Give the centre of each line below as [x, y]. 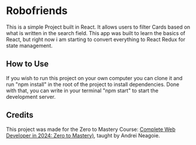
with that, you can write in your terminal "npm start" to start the [82, 90]
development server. [31, 96]
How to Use [27, 64]
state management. [29, 46]
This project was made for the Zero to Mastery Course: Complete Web [91, 129]
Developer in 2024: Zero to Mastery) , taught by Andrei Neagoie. [83, 135]
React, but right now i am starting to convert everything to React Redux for [96, 39]
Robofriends [37, 11]
